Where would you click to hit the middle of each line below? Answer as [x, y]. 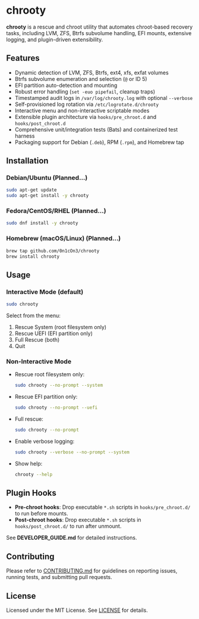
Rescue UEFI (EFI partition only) [54, 333]
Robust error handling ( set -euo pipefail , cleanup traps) [85, 91]
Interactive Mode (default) [45, 292]
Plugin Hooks [31, 493]
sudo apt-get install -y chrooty [48, 196]
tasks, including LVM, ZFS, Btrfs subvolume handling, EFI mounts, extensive [99, 33]
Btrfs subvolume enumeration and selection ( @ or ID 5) [81, 79]
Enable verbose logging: [45, 441]
